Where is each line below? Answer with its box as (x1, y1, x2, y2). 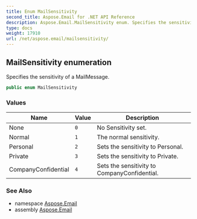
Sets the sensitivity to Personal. (96, 142, 184, 150)
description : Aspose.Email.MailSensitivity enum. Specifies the (6, 19, 167, 25)
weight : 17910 (6, 31, 41, 36)
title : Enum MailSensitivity (6, 8, 77, 15)
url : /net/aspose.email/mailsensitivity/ (6, 36, 109, 42)
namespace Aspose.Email (14, 200, 77, 207)
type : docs (6, 25, 33, 31)
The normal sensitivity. (96, 133, 159, 141)
